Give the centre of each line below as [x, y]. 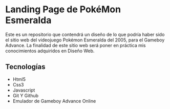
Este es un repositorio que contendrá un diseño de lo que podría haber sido [85, 34]
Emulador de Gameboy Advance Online [54, 101]
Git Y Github [26, 95]
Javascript [24, 90]
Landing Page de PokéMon [63, 9]
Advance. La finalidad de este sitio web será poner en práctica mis [76, 45]
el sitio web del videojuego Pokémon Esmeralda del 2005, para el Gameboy [85, 40]
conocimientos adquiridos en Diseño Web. [50, 51]
